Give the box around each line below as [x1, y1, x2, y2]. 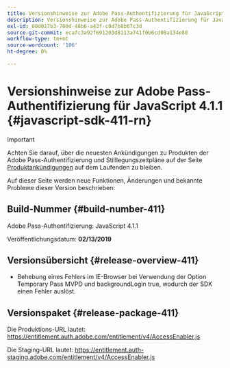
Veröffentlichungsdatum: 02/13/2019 [7, 235, 112, 243]
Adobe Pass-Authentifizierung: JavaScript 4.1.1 [7, 222, 139, 230]
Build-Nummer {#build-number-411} [7, 203, 166, 215]
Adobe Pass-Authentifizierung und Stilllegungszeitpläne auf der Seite [7, 155, 203, 164]
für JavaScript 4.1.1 [112, 98, 223, 114]
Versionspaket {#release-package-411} [7, 307, 179, 319]
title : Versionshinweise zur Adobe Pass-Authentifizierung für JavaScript [7, 10, 225, 17]
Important [7, 135, 35, 144]
